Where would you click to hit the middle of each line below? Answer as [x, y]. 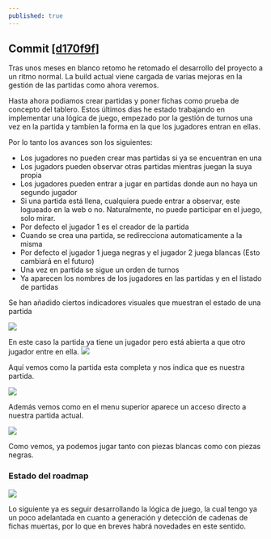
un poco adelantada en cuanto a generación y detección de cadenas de [128, 517]
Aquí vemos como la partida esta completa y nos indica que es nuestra [127, 367]
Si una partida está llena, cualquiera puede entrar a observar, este [130, 201]
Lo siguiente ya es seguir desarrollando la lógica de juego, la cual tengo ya [133, 509]
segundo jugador [49, 193]
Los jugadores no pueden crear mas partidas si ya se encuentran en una [141, 158]
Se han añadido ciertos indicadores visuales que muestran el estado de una [135, 303]
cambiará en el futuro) [57, 261]
